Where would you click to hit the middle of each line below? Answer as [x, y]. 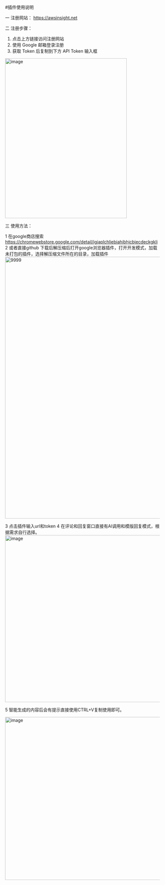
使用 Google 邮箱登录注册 [38, 45]
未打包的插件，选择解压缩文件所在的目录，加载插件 [57, 254]
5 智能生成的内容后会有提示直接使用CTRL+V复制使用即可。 [65, 710]
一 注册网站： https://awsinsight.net [41, 18]
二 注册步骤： [19, 28]
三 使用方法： [19, 226]
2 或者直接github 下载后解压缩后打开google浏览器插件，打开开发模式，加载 [81, 248]
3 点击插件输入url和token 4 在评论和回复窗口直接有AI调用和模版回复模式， [80, 526]
